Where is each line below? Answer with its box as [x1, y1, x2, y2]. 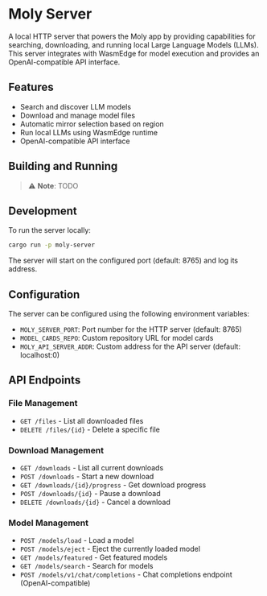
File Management [8, 398, 78, 409]
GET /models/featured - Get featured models [19, 553, 168, 562]
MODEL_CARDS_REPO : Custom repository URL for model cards [19, 333, 214, 343]
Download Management [8, 445, 105, 456]
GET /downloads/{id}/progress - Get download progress [19, 480, 207, 490]
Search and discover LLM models [19, 101, 131, 111]
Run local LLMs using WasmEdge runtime [19, 127, 158, 137]
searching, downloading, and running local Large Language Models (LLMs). [8, 39, 259, 49]
